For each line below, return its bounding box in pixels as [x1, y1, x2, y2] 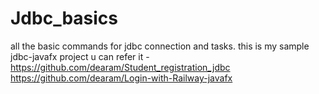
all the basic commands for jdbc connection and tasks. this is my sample [10, 40, 310, 52]
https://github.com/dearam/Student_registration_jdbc [10, 61, 231, 73]
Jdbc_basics [10, 7, 119, 30]
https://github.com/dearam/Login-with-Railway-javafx [10, 72, 233, 84]
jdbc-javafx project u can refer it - [10, 50, 150, 62]
